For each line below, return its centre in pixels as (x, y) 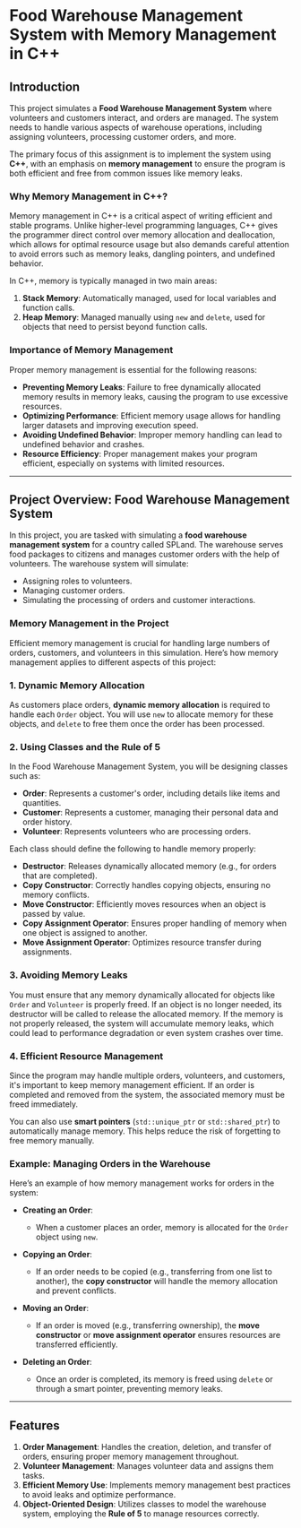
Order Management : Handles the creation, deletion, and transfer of (146, 1447)
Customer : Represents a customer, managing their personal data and (150, 813)
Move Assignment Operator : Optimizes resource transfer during (142, 943)
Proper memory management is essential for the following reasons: (133, 369)
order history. (47, 822)
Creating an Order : (58, 1210)
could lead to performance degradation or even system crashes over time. (146, 1032)
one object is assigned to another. (85, 933)
